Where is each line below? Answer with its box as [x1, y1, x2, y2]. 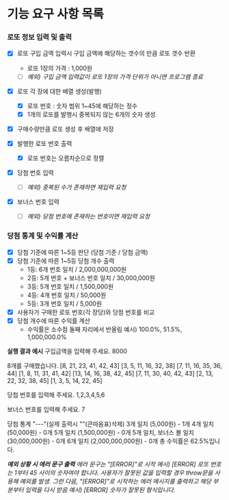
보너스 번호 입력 [16, 198, 59, 206]
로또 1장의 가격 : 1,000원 [27, 64, 93, 72]
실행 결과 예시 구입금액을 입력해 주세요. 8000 [7, 347, 128, 355]
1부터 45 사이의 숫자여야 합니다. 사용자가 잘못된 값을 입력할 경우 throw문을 [14, 468, 213, 477]
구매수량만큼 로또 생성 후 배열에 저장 [16, 125, 114, 133]
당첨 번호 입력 [16, 168, 54, 177]
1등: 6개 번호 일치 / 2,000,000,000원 [27, 265, 127, 273]
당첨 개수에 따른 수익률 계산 [16, 316, 91, 325]
